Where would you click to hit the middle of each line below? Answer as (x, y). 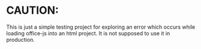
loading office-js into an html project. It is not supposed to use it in (88, 33)
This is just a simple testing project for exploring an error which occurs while (101, 27)
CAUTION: (32, 10)
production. (20, 39)
